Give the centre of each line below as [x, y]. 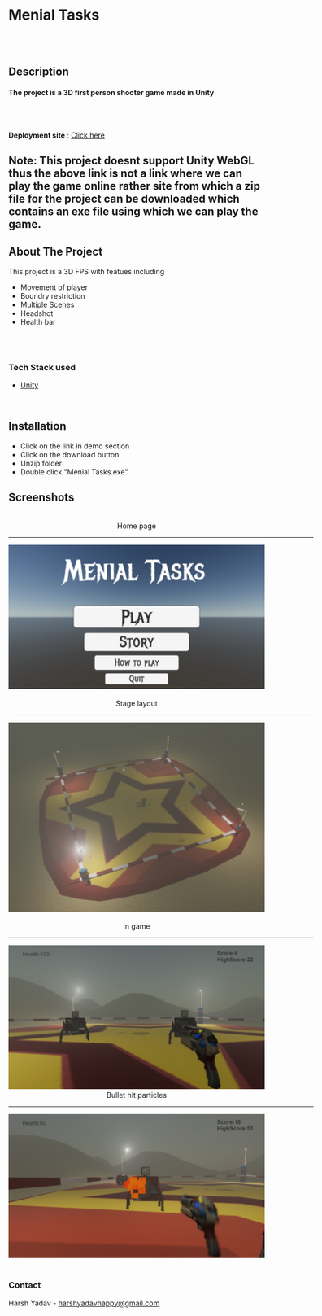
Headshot [37, 313]
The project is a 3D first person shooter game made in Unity [111, 92]
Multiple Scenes [47, 304]
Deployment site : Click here [57, 135]
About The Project [56, 252]
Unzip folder [41, 463]
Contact [25, 1285]
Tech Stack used [42, 367]
